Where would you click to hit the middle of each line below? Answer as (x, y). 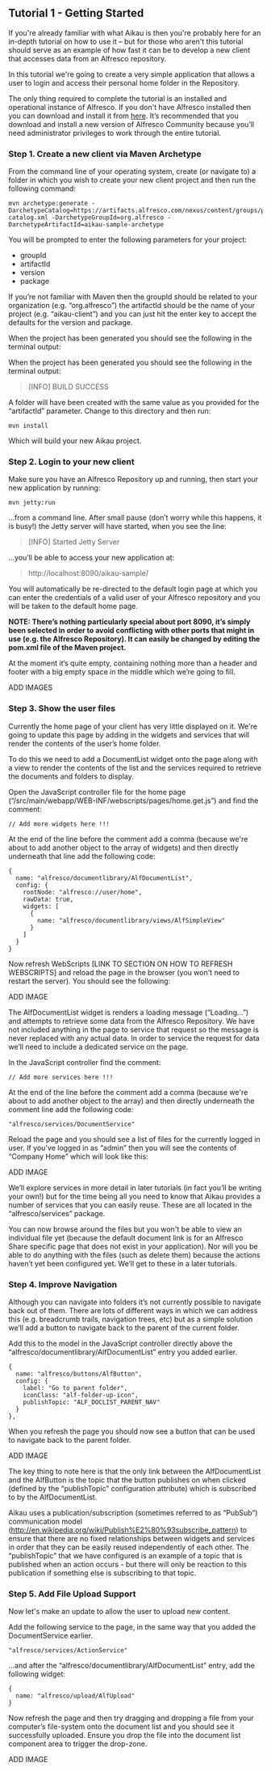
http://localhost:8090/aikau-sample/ (88, 573)
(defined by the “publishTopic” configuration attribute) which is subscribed (132, 1488)
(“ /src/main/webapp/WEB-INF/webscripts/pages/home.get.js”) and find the (133, 801)
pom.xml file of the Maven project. (67, 648)
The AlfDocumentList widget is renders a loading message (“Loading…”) (129, 1012)
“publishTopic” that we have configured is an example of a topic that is (125, 1555)
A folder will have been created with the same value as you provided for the (134, 403)
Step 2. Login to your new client (71, 462)
